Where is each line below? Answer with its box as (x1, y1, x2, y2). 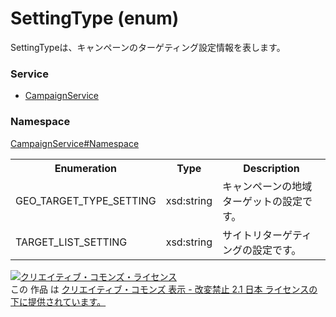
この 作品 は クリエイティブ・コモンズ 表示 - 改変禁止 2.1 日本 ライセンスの (10, 283, 318, 295)
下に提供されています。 (10, 295, 107, 307)
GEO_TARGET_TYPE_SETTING (15, 193, 157, 207)
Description (243, 161, 300, 175)
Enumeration (54, 161, 117, 175)
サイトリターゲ (221, 228, 293, 242)
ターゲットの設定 (221, 194, 303, 208)
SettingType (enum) (10, 7, 180, 30)
